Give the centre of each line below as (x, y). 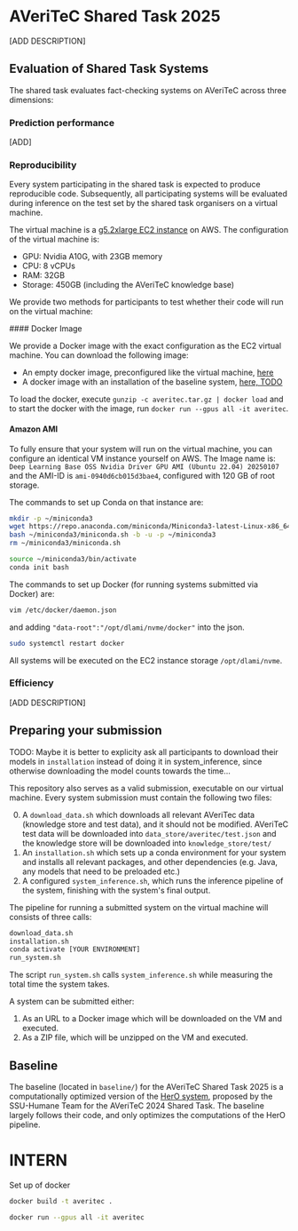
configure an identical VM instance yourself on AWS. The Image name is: (143, 458)
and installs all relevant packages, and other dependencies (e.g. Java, (149, 862)
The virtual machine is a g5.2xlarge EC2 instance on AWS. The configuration (149, 230)
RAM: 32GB (43, 275)
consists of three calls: (51, 917)
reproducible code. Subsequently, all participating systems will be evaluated (149, 194)
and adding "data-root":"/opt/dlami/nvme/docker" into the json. (127, 627)
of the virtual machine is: (55, 239)
